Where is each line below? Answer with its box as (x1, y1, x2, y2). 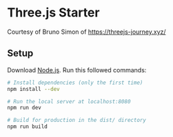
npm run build (7, 123, 48, 130)
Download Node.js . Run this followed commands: (7, 65, 147, 74)
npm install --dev (7, 85, 60, 92)
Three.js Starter (7, 5, 100, 21)
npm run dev (7, 105, 41, 112)
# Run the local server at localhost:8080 (7, 98, 131, 105)
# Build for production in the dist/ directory (7, 117, 147, 124)
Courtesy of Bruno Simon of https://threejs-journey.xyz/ (7, 28, 167, 36)
